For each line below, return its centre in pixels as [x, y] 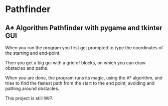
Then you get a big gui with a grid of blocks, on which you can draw [75, 63]
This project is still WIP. [29, 98]
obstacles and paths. [27, 68]
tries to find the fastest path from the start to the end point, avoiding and [80, 83]
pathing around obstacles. [32, 88]
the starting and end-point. [33, 53]
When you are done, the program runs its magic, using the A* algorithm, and [84, 78]
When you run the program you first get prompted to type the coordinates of [84, 48]
